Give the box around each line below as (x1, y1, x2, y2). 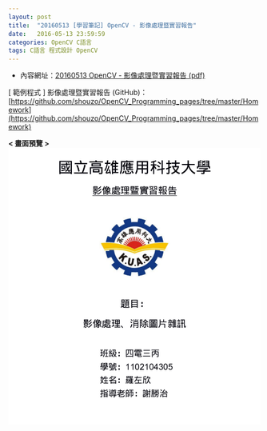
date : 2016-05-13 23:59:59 (8, 30, 106, 38)
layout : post (8, 13, 52, 21)
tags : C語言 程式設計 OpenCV (8, 46, 98, 55)
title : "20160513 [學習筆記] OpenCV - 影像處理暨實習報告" (8, 21, 197, 30)
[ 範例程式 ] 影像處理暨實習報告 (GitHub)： (8, 88, 148, 98)
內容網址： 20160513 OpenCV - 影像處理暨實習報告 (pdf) (19, 70, 205, 80)
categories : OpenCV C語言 (8, 38, 92, 46)
